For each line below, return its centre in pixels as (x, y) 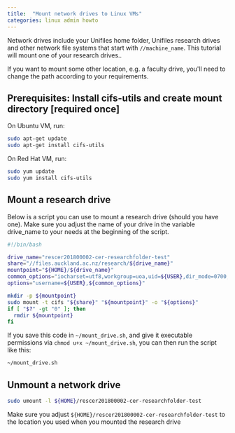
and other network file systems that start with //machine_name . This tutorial (114, 48)
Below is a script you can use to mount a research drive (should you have (113, 216)
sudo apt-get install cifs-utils (56, 145)
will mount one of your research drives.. (65, 55)
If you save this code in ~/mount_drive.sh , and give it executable (100, 335)
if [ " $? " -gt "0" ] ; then (47, 309)
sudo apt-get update (37, 139)
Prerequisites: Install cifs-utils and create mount (115, 98)
